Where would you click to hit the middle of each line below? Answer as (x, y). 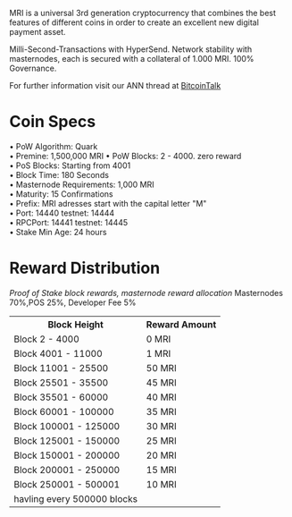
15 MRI (161, 470)
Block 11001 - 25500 (61, 368)
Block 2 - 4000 (46, 339)
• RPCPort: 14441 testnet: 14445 (69, 222)
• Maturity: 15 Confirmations (61, 194)
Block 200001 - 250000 (67, 470)
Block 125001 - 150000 (67, 440)
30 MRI (161, 426)
